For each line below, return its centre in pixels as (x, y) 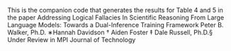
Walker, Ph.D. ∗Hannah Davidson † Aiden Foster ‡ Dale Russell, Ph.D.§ (110, 32)
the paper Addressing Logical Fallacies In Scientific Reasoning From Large (116, 17)
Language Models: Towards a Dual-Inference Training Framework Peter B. (115, 25)
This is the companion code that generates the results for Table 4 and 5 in (115, 10)
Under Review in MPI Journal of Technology (72, 40)
